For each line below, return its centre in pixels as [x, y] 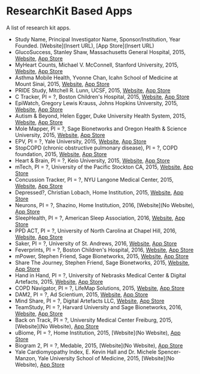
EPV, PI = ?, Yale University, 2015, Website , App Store [81, 141]
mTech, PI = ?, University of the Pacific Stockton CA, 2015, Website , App [104, 167]
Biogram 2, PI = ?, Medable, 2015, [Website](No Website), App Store [99, 345]
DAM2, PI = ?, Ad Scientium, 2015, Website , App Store [81, 294]
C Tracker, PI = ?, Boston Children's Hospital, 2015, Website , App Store [102, 97]
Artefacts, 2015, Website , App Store [59, 282]
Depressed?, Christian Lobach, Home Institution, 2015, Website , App [99, 192]
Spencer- [169, 352]
